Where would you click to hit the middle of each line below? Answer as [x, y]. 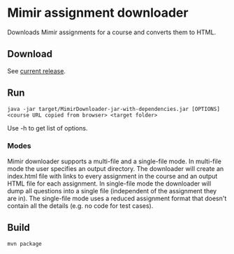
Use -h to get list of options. [47, 128]
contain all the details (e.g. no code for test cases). [80, 206]
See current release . [37, 70]
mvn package [24, 244]
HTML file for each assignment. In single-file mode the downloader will [109, 184]
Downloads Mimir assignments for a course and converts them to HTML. [112, 32]
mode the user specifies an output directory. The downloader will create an [116, 168]
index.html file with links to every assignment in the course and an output [112, 176]
